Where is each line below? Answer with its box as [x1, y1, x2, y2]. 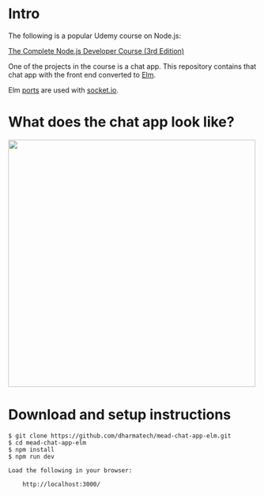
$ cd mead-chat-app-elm [8, 438, 87, 447]
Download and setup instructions [8, 406, 232, 424]
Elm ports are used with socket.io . [8, 85, 119, 95]
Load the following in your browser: [8, 466, 133, 475]
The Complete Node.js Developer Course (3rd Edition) [8, 46, 184, 55]
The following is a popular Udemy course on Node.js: [8, 31, 182, 40]
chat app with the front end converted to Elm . [8, 70, 157, 79]
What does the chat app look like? [8, 113, 235, 131]
